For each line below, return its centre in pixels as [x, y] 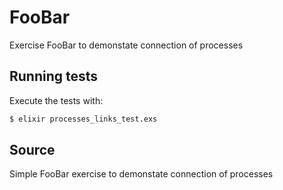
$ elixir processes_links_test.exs [83, 119]
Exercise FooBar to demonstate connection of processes [126, 45]
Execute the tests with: [56, 100]
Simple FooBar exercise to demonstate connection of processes [141, 174]
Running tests [54, 76]
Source [32, 150]
